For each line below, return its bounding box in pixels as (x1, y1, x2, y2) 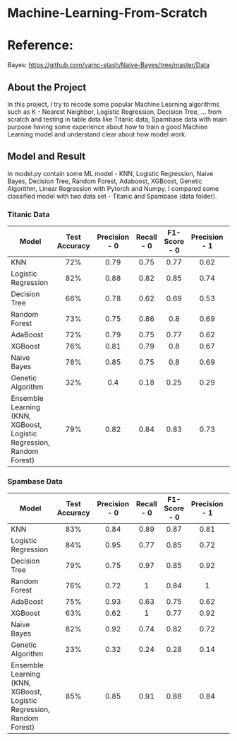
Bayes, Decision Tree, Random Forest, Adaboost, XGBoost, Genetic (7, 177, 202, 185)
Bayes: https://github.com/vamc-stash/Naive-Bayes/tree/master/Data (7, 61, 210, 69)
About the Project (7, 81, 87, 93)
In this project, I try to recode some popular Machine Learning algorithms (7, 100, 220, 108)
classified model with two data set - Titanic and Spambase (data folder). (7, 192, 217, 200)
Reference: (7, 37, 74, 54)
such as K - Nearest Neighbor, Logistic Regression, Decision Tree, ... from (7, 107, 222, 116)
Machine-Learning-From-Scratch (7, 5, 208, 21)
